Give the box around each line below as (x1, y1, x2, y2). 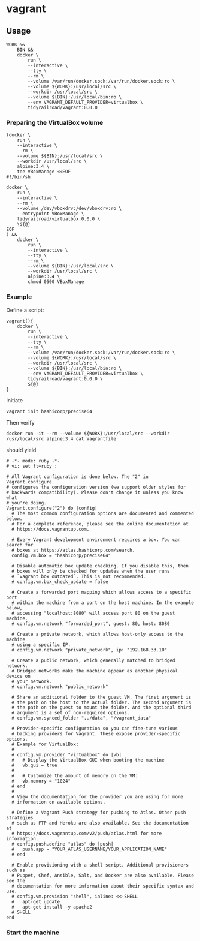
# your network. (11, 678, 52, 684)
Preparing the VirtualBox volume (6, 118, 104, 127)
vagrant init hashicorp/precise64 (6, 408, 93, 414)
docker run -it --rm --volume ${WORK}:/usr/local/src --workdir (6, 431, 170, 437)
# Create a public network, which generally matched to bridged (11, 657, 175, 663)
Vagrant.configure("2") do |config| (6, 505, 98, 511)
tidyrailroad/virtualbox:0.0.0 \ (17, 216, 101, 222)
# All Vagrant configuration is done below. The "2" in (6, 473, 149, 480)
